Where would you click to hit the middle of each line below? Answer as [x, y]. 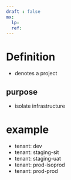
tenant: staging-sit [37, 152]
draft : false [23, 11]
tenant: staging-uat [38, 158]
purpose [22, 92]
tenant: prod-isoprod [40, 165]
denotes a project [36, 74]
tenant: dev [28, 146]
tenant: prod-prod [36, 171]
